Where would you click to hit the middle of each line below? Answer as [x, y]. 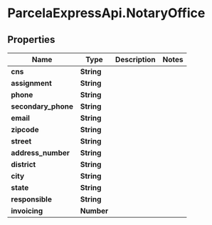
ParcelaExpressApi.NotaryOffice [106, 13]
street [21, 141]
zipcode [25, 130]
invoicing [27, 211]
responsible [31, 199]
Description [136, 60]
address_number [40, 153]
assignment [31, 83]
